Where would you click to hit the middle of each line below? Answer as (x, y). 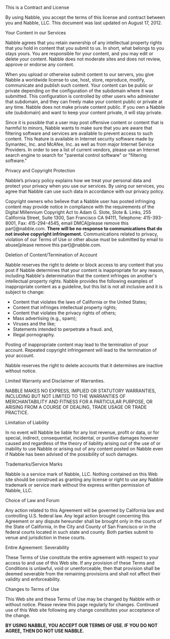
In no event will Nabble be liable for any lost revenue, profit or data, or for (82, 432)
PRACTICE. (17, 413)
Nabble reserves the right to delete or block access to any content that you (84, 265)
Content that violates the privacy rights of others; (64, 313)
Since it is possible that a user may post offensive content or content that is (84, 122)
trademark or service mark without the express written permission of (78, 485)
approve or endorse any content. (40, 64)
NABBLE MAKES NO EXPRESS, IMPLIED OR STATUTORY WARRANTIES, (81, 391)
